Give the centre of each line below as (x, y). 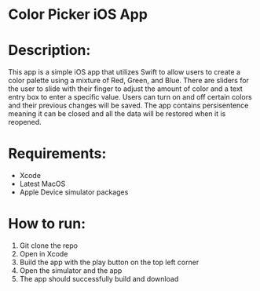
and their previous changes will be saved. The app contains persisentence (128, 105)
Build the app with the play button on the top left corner (109, 262)
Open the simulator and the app (71, 271)
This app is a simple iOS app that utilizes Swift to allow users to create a (125, 72)
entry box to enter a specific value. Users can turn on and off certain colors (130, 97)
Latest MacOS (42, 184)
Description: (49, 51)
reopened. (25, 122)
